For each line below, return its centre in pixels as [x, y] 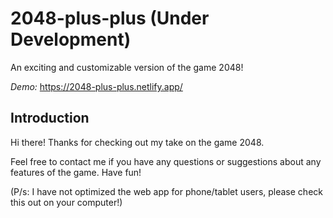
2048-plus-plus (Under [110, 18]
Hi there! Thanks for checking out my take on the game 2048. [137, 142]
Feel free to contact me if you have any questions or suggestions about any [166, 161]
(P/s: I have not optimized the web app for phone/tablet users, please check [166, 191]
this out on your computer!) [66, 202]
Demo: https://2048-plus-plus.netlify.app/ [96, 86]
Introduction [50, 118]
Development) [71, 39]
